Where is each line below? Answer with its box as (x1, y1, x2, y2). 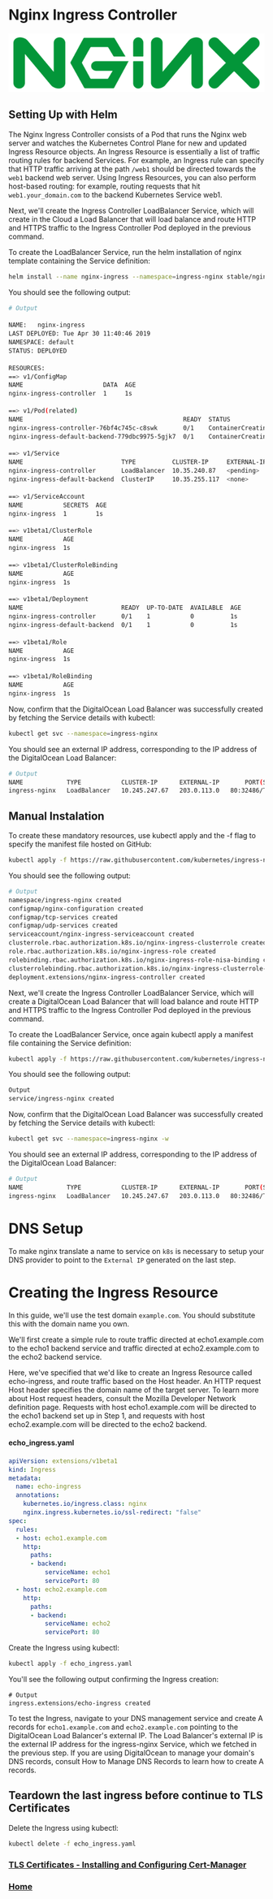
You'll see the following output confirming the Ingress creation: (8, 1675, 219, 1685)
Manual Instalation (8, 809, 105, 823)
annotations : (15, 1491, 60, 1499)
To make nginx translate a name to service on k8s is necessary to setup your (8, 1246, 265, 1256)
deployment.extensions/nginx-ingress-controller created (8, 973, 206, 981)
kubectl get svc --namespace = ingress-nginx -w (8, 1135, 169, 1143)
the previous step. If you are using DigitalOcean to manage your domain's (8, 1748, 255, 1758)
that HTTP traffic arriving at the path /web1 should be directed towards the (8, 164, 257, 174)
